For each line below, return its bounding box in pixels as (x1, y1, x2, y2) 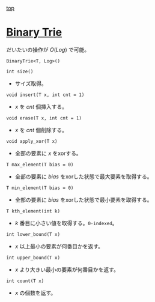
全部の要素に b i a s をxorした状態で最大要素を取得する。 (14, 173, 153, 180)
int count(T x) (6, 278, 44, 284)
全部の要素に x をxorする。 (14, 149, 82, 157)
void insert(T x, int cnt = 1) (6, 92, 85, 98)
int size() (6, 68, 34, 74)
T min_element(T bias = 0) (6, 185, 74, 191)
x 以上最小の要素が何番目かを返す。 (14, 243, 103, 250)
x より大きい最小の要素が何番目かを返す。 (14, 266, 119, 273)
